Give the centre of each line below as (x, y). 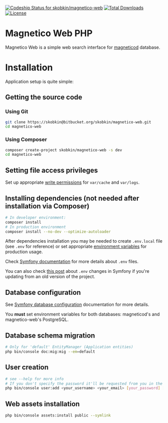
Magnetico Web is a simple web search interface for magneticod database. (83, 47)
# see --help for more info (35, 379)
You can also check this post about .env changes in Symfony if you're (77, 271)
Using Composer (26, 140)
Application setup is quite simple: (39, 81)
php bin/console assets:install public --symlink (58, 415)
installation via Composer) (47, 206)
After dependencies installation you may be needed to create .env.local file (84, 241)
